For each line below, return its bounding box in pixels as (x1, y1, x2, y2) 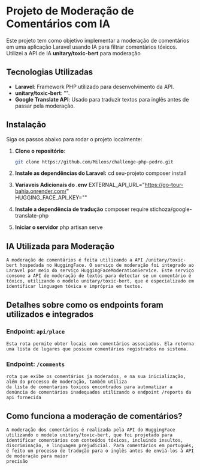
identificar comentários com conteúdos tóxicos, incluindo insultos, (6, 438, 184, 444)
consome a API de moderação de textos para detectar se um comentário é (6, 273, 192, 279)
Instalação (6, 120, 47, 130)
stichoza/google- (149, 206, 193, 213)
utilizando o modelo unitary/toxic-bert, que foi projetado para (6, 432, 172, 438)
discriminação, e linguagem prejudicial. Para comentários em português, (6, 443, 195, 449)
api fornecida (6, 395, 42, 401)
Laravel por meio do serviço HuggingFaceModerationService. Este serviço (6, 267, 195, 274)
